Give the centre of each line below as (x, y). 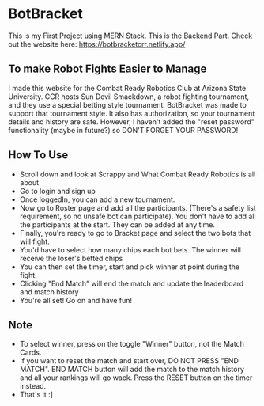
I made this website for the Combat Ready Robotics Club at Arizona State (127, 88)
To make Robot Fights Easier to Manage (107, 69)
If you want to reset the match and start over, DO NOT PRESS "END (129, 361)
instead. (33, 386)
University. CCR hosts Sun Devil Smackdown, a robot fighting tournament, (129, 97)
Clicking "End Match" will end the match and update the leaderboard (132, 283)
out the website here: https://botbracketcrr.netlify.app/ (97, 44)
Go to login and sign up (58, 191)
